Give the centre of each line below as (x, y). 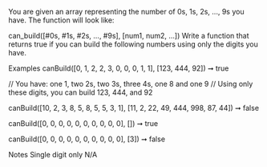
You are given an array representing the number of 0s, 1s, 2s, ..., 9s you (126, 12)
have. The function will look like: (61, 20)
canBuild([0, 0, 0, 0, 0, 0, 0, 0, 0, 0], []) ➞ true (83, 123)
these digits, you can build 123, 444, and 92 (81, 92)
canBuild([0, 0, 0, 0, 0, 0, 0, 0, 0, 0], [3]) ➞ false (87, 139)
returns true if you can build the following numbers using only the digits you (133, 44)
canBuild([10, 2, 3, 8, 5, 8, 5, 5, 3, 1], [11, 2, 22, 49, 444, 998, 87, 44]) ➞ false (133, 108)
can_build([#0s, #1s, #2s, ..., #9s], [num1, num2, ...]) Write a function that (129, 36)
